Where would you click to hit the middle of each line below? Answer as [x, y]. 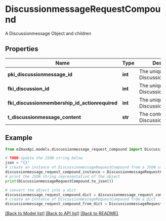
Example [19, 138]
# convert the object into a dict [41, 190]
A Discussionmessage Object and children [48, 33]
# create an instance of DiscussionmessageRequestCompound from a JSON [80, 167]
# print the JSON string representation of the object [63, 176]
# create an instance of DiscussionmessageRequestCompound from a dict [80, 199]
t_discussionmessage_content [44, 117]
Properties [22, 49]
